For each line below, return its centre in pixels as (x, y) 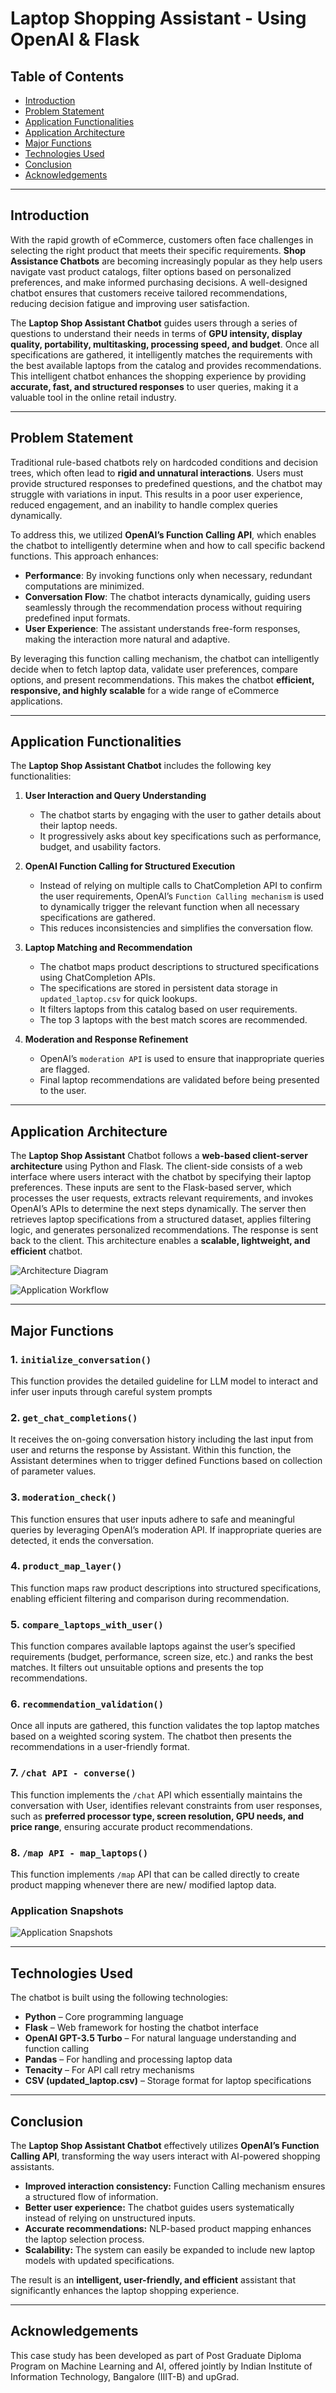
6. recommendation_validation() (87, 1704)
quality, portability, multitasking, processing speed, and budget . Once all (165, 344)
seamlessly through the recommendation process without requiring (163, 607)
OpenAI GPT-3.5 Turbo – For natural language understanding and (160, 2038)
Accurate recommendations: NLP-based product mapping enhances (168, 2228)
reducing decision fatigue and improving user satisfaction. (130, 303)
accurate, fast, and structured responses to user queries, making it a (154, 386)
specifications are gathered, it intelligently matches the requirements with (161, 354)
